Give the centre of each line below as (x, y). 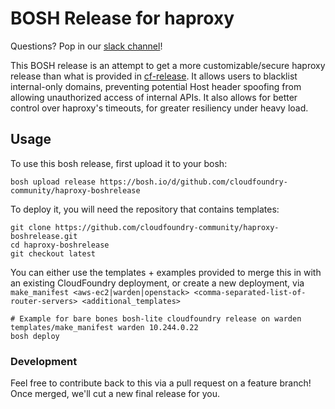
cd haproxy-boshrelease (60, 245)
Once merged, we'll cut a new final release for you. (115, 394)
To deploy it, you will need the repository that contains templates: (145, 209)
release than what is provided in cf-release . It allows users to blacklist (154, 76)
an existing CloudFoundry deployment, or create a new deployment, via (157, 283)
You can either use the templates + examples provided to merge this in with (166, 272)
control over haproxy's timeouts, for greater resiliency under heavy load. (159, 108)
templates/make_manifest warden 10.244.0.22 (104, 327)
